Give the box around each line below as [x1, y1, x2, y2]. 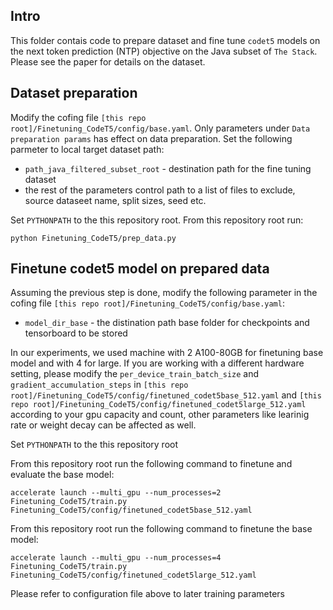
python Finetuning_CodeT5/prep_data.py [10, 233, 177, 243]
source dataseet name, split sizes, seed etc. [24, 194, 207, 206]
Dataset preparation [10, 85, 138, 102]
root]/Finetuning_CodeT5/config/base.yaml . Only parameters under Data [10, 122, 311, 134]
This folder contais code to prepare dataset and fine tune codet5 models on [10, 34, 321, 46]
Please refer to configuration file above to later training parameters [10, 588, 286, 600]
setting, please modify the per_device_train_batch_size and [10, 368, 260, 380]
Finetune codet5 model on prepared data [10, 260, 270, 278]
